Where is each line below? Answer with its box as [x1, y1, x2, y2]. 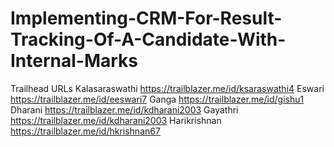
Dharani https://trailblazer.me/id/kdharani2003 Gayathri [10, 103, 239, 116]
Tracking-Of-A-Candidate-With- [10, 28, 287, 51]
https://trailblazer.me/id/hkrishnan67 [10, 125, 161, 137]
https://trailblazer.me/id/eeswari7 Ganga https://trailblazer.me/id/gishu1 [10, 93, 305, 105]
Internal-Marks [10, 50, 139, 72]
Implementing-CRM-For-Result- [10, 7, 283, 30]
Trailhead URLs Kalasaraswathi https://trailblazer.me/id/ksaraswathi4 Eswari [10, 82, 325, 94]
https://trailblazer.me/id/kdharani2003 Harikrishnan [10, 114, 222, 126]
